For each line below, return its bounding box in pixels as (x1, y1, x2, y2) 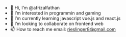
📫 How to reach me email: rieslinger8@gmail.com (10, 26, 116, 32)
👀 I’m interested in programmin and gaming (10, 10, 101, 16)
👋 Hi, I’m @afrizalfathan (10, 5, 60, 10)
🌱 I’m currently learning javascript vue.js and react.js (10, 15, 121, 21)
